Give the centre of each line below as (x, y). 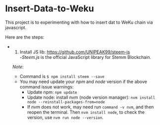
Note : (18, 67)
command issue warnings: (47, 86)
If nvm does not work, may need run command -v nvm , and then (90, 107)
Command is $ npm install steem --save (62, 76)
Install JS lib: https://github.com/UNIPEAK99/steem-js (75, 52)
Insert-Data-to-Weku (50, 9)
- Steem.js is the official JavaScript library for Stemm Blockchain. (85, 57)
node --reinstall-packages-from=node (66, 102)
